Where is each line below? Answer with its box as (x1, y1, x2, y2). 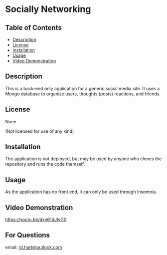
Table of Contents (5, 23, 62, 32)
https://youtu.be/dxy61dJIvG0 (5, 217, 67, 223)
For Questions (5, 231, 50, 240)
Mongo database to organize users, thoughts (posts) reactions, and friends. (5, 91, 161, 97)
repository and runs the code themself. (5, 161, 85, 167)
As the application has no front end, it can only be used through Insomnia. (5, 189, 157, 195)
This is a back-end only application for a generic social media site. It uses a (5, 85, 160, 91)
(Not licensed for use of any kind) (5, 128, 74, 134)
